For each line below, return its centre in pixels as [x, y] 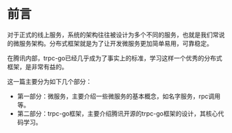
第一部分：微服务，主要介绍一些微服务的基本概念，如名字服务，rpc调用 [119, 96]
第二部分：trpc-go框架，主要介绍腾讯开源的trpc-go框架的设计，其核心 [117, 113]
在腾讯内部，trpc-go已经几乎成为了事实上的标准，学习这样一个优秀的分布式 [115, 58]
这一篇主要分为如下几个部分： [49, 81]
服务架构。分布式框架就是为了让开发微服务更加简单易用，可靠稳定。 [116, 43]
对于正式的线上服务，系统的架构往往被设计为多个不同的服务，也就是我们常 [113, 35]
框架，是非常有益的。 [37, 66]
